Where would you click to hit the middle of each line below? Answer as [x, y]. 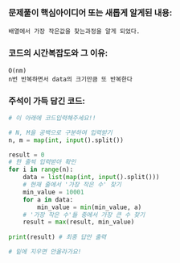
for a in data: [48, 199]
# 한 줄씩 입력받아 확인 [42, 162]
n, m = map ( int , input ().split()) [66, 140]
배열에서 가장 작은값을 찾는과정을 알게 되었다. [74, 31]
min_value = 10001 [53, 192]
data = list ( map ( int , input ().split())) [91, 177]
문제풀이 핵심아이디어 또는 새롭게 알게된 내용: [90, 12]
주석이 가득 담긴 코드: [47, 101]
